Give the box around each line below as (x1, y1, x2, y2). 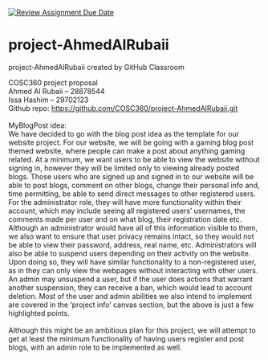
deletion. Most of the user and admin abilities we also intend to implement (8, 291, 253, 301)
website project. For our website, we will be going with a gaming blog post (8, 137, 254, 147)
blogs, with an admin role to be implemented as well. (8, 342, 182, 352)
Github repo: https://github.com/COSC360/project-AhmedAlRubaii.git (8, 103, 238, 112)
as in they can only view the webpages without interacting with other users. (8, 265, 258, 275)
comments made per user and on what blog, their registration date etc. (8, 214, 242, 224)
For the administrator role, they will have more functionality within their (8, 197, 242, 207)
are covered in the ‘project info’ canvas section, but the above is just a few (8, 300, 254, 309)
